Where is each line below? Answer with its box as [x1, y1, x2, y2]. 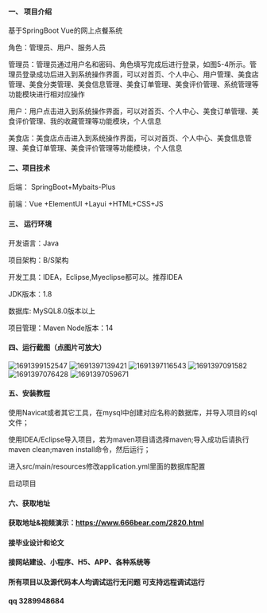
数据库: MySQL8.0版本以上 [8, 306, 96, 316]
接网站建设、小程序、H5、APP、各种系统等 [8, 557, 151, 567]
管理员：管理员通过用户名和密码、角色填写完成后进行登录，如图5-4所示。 [8, 60, 250, 69]
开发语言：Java [8, 238, 60, 248]
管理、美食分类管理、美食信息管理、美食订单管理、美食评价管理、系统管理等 [8, 80, 259, 89]
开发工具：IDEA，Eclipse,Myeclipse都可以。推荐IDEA [8, 272, 183, 281]
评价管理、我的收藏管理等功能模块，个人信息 [14, 116, 161, 126]
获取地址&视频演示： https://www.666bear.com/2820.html [8, 518, 204, 528]
